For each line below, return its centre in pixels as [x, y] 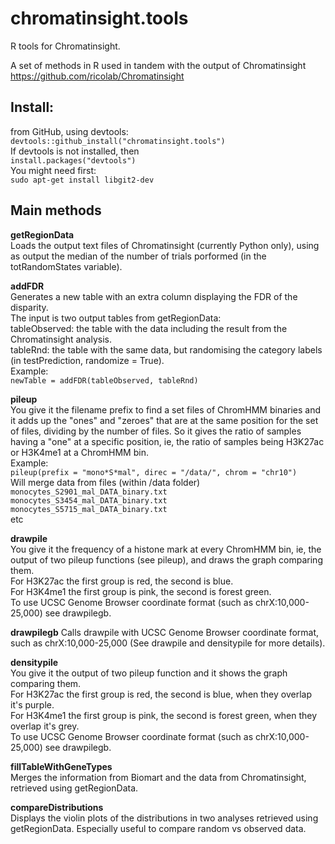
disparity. [29, 307]
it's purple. [32, 704]
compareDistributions [57, 807]
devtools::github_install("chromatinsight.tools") [118, 141]
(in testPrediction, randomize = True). [87, 360]
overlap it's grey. [45, 726]
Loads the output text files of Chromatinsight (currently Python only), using [165, 245]
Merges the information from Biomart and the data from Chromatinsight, [158, 777]
